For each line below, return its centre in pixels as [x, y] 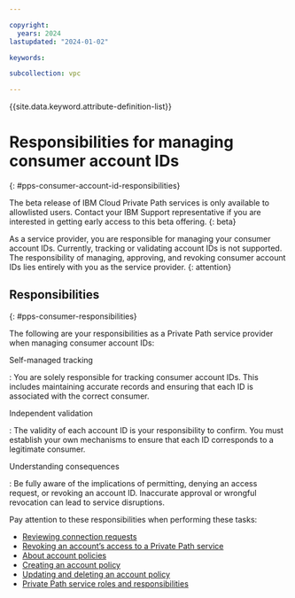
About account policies [64, 555]
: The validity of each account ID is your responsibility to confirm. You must [146, 430]
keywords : [27, 58]
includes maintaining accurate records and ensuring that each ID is [132, 386]
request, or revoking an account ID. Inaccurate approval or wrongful [133, 493]
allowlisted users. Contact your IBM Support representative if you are [135, 213]
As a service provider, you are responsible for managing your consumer [140, 239]
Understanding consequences [64, 466]
